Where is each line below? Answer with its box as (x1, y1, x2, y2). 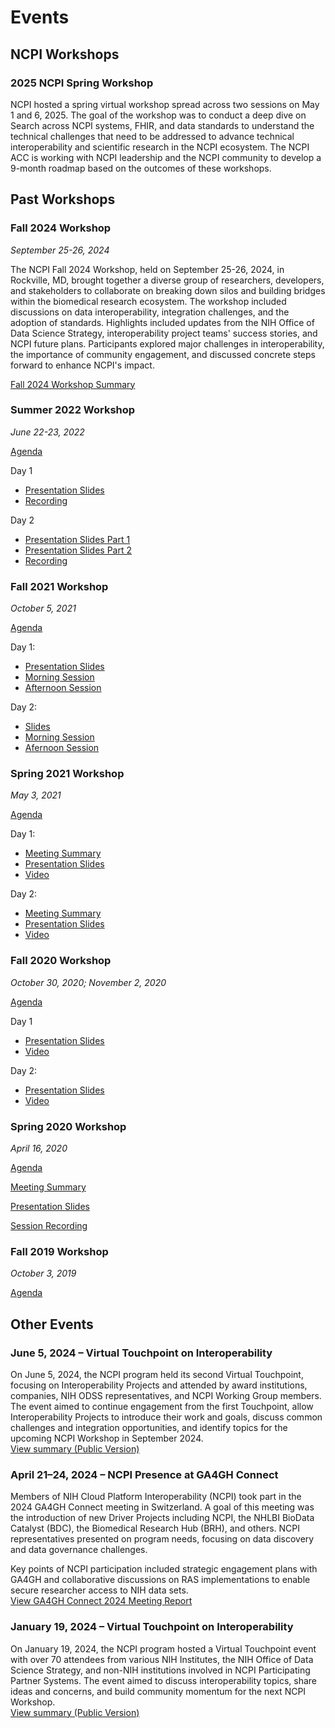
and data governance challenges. (10, 1544, 148, 1556)
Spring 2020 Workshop (10, 1119, 127, 1133)
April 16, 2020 (10, 1142, 68, 1155)
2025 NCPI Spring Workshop (10, 76, 154, 90)
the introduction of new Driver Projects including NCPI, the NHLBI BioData (10, 1512, 315, 1524)
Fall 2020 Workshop (10, 954, 112, 968)
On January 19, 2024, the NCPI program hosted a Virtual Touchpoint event (10, 1642, 317, 1655)
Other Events (10, 1316, 94, 1333)
